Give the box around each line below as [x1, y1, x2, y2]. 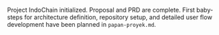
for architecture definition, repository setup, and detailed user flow [23, 13, 213, 21]
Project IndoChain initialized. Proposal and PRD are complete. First [7, 6, 196, 14]
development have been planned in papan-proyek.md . [7, 21, 157, 28]
